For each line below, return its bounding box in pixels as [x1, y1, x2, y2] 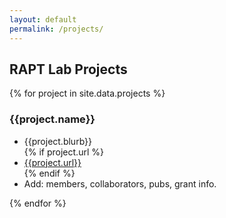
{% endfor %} [9, 197, 67, 209]
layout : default [9, 14, 77, 25]
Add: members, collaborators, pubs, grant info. [23, 177, 217, 190]
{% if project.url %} [23, 146, 104, 158]
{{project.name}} [9, 112, 96, 126]
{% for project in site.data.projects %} [9, 87, 166, 100]
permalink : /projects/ [9, 24, 104, 34]
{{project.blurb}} [23, 135, 92, 147]
